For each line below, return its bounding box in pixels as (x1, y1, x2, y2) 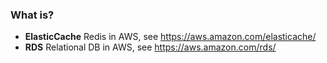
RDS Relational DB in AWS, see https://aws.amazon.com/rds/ (24, 41, 277, 53)
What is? (10, 8, 55, 22)
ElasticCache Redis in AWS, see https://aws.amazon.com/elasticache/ (24, 31, 317, 43)
